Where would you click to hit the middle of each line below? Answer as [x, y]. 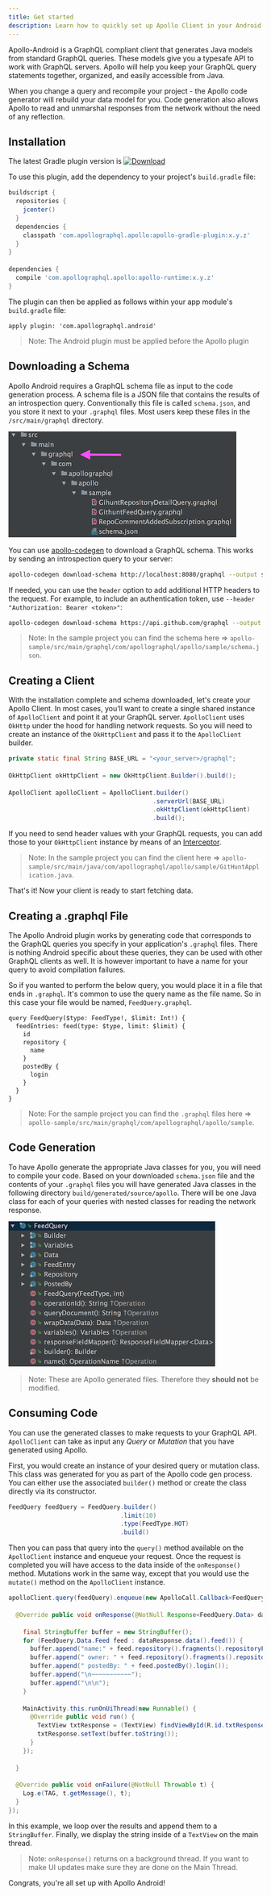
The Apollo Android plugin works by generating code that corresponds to [130, 935]
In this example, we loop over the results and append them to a [113, 1826]
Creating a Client [52, 680]
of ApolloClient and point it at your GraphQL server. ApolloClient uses [127, 717]
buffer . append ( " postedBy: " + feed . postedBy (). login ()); [129, 1666]
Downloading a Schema [69, 367]
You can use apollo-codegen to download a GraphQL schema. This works [131, 550]
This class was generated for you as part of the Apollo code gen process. [130, 1474]
